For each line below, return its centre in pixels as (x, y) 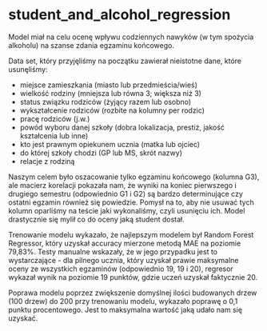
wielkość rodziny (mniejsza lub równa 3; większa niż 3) (111, 93)
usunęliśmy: (28, 69)
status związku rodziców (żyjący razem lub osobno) (106, 102)
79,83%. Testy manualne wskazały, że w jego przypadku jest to (113, 251)
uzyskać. (23, 318)
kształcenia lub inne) (54, 136)
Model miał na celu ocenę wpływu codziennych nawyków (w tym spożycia (131, 37)
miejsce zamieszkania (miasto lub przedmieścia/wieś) (109, 85)
